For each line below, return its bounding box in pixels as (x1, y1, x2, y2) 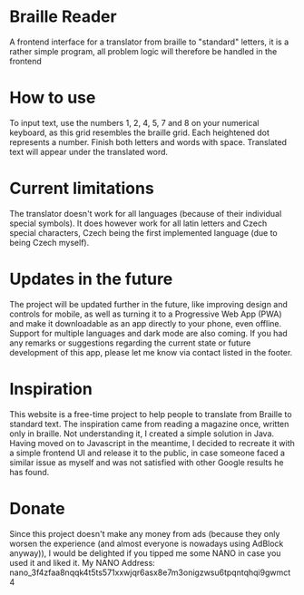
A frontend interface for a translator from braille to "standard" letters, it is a (9, 36, 289, 47)
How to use (9, 88, 96, 108)
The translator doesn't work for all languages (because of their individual (9, 208, 282, 219)
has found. (9, 466, 50, 477)
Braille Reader (9, 6, 117, 27)
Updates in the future (9, 269, 173, 289)
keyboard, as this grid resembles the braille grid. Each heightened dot (9, 127, 270, 138)
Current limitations (9, 179, 154, 199)
